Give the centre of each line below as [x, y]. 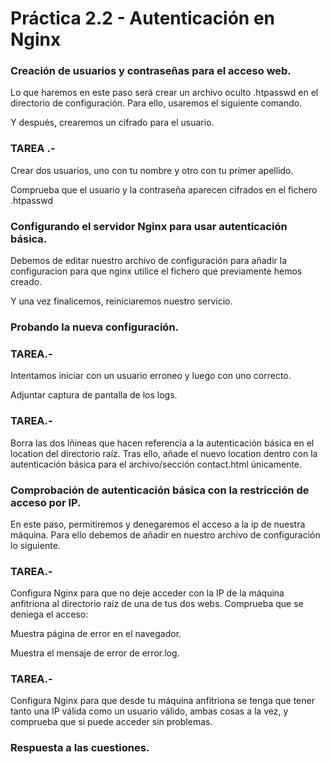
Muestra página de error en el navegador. [96, 634]
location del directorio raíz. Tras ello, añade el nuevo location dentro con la [164, 453]
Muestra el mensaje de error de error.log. [95, 653]
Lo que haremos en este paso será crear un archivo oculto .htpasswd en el [164, 93]
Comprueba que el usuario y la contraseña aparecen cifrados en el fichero [164, 189]
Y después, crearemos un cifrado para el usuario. [112, 123]
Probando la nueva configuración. [95, 327]
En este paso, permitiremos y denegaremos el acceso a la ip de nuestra [158, 524]
